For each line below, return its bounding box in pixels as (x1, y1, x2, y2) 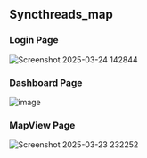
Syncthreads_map (9, 7, 113, 22)
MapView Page (9, 119, 76, 131)
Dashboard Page (9, 76, 83, 88)
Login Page (9, 34, 60, 46)
